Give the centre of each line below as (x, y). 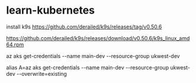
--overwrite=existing (42, 74)
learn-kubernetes (50, 10)
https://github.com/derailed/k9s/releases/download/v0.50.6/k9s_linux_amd (98, 38)
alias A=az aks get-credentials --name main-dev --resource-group (88, 67)
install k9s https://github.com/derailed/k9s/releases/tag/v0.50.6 (84, 27)
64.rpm (15, 44)
